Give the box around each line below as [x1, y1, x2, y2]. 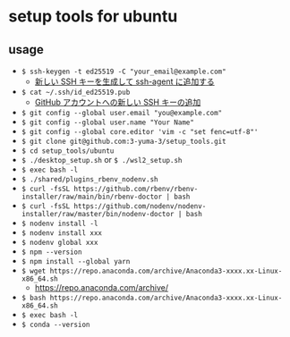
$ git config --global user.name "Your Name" [21, 118, 194, 127]
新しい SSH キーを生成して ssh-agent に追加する [34, 76, 216, 87]
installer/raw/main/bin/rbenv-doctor [21, 192, 163, 201]
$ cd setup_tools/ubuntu [21, 147, 115, 156]
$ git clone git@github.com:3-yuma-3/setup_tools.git [21, 137, 226, 146]
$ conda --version [21, 320, 90, 329]
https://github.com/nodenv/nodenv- [73, 202, 207, 211]
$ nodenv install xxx [21, 229, 102, 238]
